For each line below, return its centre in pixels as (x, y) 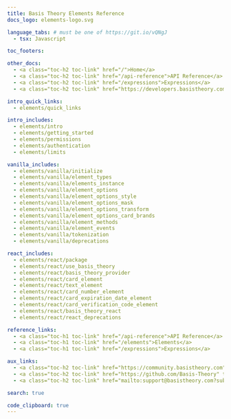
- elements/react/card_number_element (69, 292)
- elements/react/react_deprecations (67, 317)
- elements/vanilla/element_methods (66, 222)
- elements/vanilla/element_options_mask (74, 203)
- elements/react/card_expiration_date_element (83, 298)
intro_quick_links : (35, 101)
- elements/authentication (52, 146)
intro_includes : (30, 120)
